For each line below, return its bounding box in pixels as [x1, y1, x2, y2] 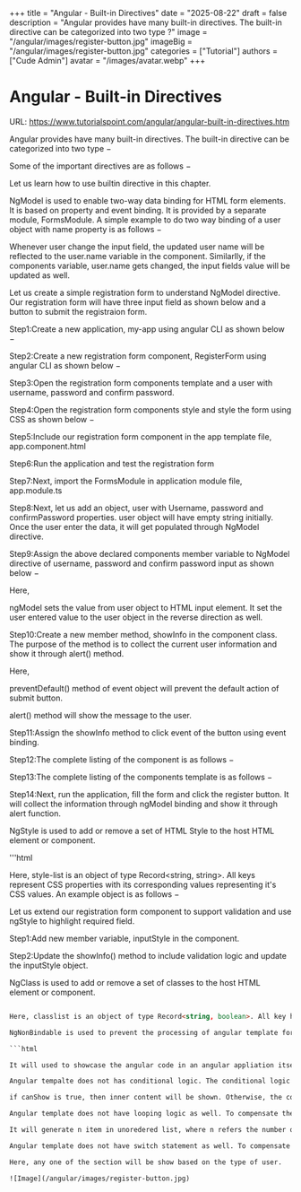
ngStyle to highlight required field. [9, 915, 135, 927]
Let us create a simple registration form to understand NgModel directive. [9, 287, 280, 298]
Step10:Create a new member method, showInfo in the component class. [9, 629, 278, 640]
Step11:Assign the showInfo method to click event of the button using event [9, 727, 287, 738]
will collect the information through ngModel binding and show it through [9, 798, 278, 809]
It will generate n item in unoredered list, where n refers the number [9, 1126, 287, 1135]
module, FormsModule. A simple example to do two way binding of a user [9, 214, 281, 225]
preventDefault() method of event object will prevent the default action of [9, 683, 279, 693]
